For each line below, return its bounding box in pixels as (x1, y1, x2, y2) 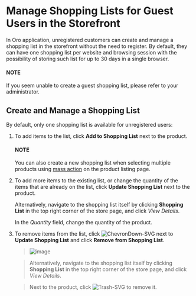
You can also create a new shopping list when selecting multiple (14, 159, 171, 166)
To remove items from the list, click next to (14, 230, 174, 237)
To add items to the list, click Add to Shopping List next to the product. (14, 132, 188, 140)
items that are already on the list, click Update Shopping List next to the (14, 184, 190, 191)
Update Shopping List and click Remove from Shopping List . (14, 237, 165, 244)
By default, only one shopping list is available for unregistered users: (6, 121, 173, 128)
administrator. (6, 88, 40, 95)
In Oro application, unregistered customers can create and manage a (6, 36, 174, 43)
